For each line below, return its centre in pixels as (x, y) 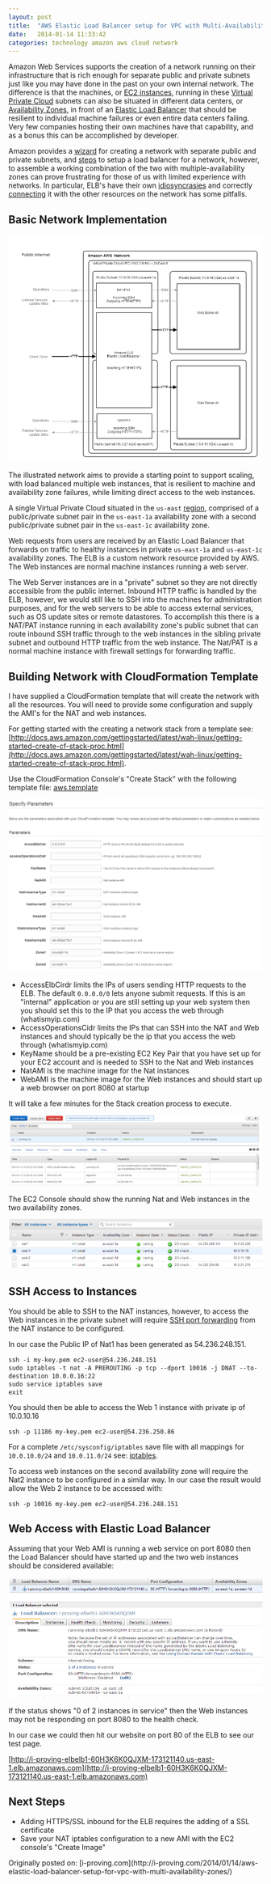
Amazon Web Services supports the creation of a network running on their (132, 67)
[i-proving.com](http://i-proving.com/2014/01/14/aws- (169, 1863)
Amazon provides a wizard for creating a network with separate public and (132, 151)
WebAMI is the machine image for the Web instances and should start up (141, 1079)
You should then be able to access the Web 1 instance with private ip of (127, 1407)
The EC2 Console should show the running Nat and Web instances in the (129, 1199)
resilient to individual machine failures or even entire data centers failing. (129, 118)
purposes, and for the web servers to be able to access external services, (131, 608)
